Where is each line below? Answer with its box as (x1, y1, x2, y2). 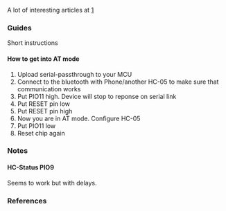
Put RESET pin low (17, 100, 71, 108)
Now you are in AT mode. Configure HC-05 (17, 114, 141, 122)
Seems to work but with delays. (7, 178, 97, 187)
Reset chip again (17, 129, 65, 137)
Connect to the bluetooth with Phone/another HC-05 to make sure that (17, 77, 219, 86)
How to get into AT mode (7, 55, 80, 63)
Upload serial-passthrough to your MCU (17, 70, 132, 78)
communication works (17, 84, 81, 93)
